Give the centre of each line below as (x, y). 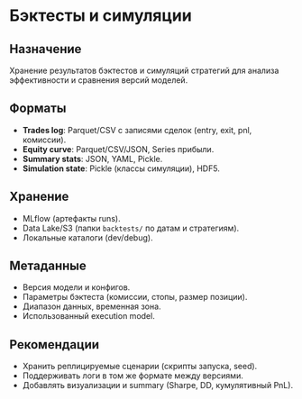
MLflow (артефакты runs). (71, 218)
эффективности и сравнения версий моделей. (99, 80)
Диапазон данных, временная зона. (92, 306)
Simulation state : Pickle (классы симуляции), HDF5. (121, 168)
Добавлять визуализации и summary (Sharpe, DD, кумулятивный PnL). (158, 385)
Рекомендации (55, 345)
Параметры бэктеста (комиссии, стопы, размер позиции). (135, 297)
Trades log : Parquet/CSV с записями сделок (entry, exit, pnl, (137, 130)
